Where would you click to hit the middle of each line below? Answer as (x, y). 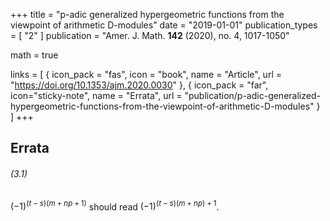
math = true (34, 55)
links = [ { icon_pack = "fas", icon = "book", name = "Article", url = (146, 74)
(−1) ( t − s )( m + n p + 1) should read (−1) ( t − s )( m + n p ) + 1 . (115, 206)
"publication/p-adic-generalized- (252, 95)
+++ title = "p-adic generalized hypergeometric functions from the (147, 14)
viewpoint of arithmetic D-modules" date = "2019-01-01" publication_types (164, 25)
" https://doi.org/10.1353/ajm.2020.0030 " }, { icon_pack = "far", (139, 85)
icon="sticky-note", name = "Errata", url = (96, 95)
